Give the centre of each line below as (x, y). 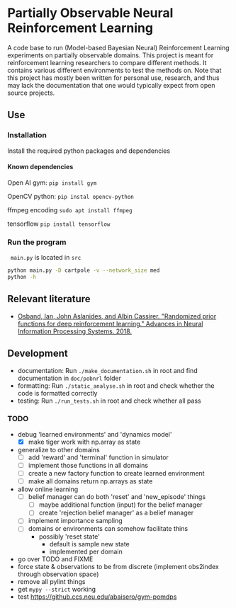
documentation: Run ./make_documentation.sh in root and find (107, 370)
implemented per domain (86, 552)
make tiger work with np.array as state (84, 442)
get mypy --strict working (57, 590)
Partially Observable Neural (90, 13)
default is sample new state (89, 544)
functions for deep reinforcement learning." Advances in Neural (110, 323)
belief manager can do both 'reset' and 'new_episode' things (117, 497)
